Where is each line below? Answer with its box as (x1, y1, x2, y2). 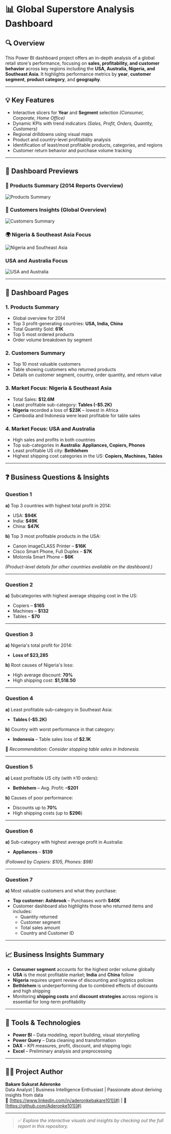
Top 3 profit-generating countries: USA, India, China (12, 321, 123, 327)
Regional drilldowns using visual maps (12, 131, 93, 137)
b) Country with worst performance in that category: (5, 726, 116, 732)
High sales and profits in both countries (12, 436, 96, 442)
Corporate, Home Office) (12, 115, 65, 121)
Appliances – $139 (12, 849, 53, 855)
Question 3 (5, 630, 33, 638)
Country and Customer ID (20, 930, 74, 936)
